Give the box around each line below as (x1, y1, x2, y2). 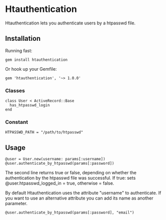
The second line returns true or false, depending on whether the (5, 170, 137, 176)
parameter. (5, 201, 28, 207)
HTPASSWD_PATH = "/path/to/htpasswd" (5, 130, 83, 135)
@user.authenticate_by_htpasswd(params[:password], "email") (5, 210, 135, 215)
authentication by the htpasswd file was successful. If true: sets (5, 175, 136, 181)
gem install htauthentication (5, 57, 68, 62)
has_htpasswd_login (9, 103, 50, 108)
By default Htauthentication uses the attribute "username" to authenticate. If (5, 190, 162, 196)
